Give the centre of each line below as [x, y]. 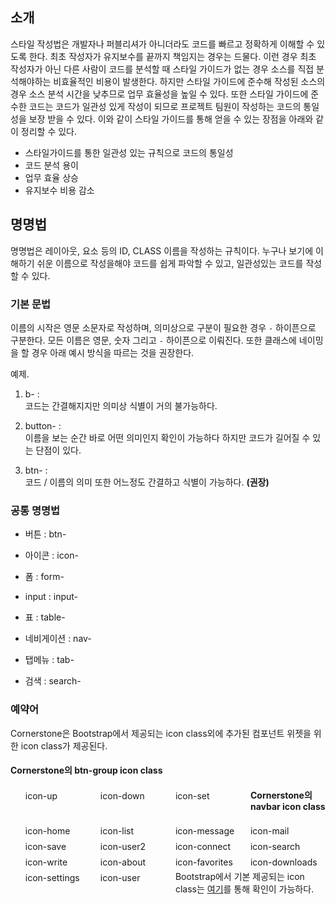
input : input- [51, 597]
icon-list [117, 831]
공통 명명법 [35, 510]
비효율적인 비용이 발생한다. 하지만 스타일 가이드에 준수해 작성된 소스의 [189, 81]
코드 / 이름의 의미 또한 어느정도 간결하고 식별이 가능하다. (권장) [147, 482]
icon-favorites [203, 862]
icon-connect [203, 847]
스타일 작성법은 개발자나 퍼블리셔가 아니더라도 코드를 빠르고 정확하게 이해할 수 [162, 44]
